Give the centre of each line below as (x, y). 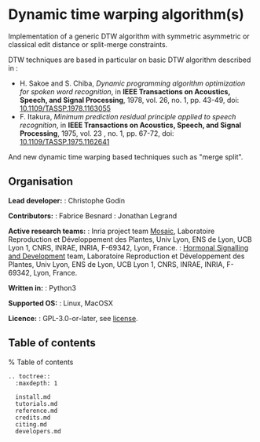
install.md (33, 397)
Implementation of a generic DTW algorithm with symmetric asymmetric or (129, 36)
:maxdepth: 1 (37, 383)
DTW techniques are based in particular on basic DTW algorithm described (130, 60)
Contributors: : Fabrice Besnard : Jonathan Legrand (93, 216)
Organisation (40, 182)
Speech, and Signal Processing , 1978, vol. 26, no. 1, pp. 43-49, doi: (129, 100)
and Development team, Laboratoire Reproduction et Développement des (126, 256)
